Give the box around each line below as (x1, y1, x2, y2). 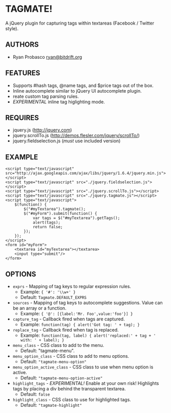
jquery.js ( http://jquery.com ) (12, 127, 72, 133)
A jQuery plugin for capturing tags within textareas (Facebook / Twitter (5, 20, 155, 26)
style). (5, 25, 19, 31)
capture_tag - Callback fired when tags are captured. (12, 316, 125, 322)
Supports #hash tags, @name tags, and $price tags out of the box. (12, 82, 154, 89)
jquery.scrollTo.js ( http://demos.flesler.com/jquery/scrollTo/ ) (12, 133, 140, 139)
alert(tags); (32, 220, 60, 225)
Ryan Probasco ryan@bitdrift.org (12, 54, 82, 60)
